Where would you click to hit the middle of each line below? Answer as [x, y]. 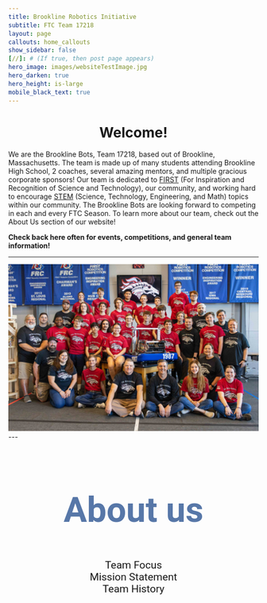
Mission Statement [133, 577]
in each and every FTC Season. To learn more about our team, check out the [133, 214]
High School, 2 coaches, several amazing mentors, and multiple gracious [128, 172]
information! [29, 245]
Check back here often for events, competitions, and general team [120, 238]
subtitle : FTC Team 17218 [51, 25]
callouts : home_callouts [49, 42]
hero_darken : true [39, 75]
